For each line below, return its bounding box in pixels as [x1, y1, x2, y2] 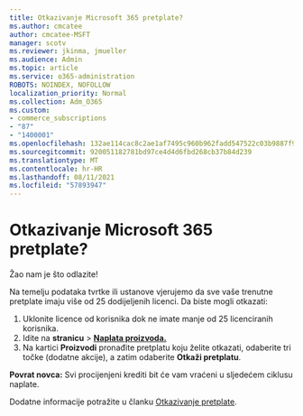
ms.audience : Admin [9, 55, 83, 64]
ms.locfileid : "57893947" [9, 181, 106, 190]
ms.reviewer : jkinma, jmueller [9, 47, 127, 56]
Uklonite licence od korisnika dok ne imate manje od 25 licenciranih [22, 313, 273, 325]
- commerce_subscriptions [9, 114, 106, 123]
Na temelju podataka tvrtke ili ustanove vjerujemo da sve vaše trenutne [9, 286, 273, 298]
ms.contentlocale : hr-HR [9, 164, 103, 173]
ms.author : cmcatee [9, 22, 83, 31]
